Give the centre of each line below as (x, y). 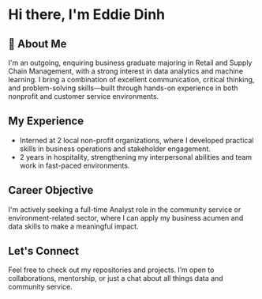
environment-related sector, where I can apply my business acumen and (126, 218)
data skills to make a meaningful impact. (74, 226)
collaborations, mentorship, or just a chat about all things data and (116, 278)
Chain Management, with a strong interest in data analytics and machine (125, 71)
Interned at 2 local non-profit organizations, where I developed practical (137, 140)
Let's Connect (43, 251)
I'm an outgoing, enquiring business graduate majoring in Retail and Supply (130, 62)
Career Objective (51, 190)
